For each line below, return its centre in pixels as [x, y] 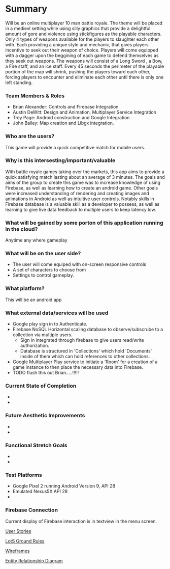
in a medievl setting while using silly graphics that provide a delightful [78, 28]
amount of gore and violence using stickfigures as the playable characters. [83, 34]
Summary [26, 9]
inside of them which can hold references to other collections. [85, 357]
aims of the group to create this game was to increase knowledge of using [83, 182]
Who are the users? [30, 137]
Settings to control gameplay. [43, 275]
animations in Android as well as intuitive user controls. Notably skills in [80, 199]
